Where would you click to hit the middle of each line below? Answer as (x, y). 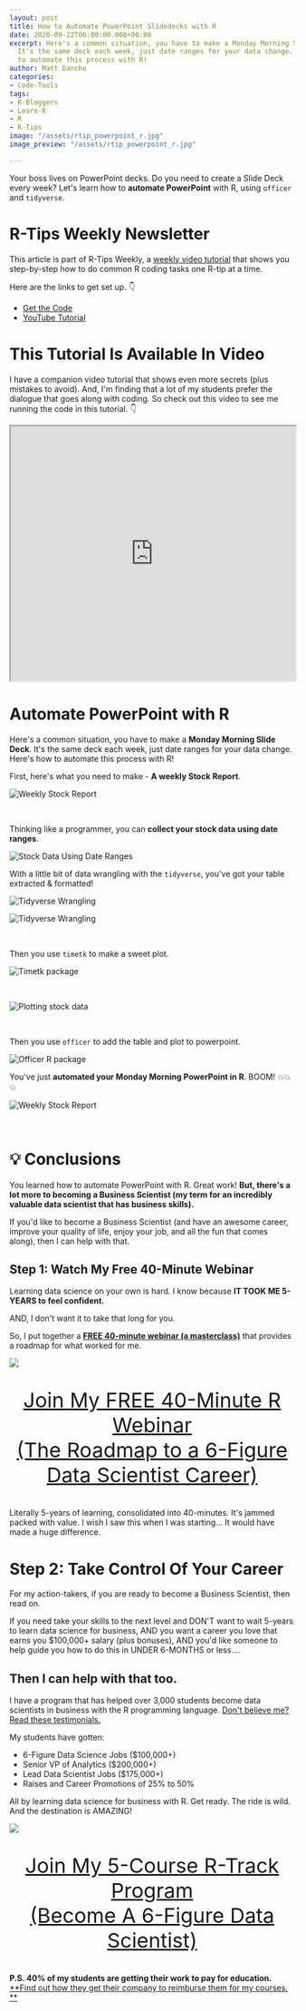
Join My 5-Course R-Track (152, 1865)
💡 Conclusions (65, 1159)
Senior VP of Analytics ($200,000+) (89, 1764)
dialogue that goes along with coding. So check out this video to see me (144, 398)
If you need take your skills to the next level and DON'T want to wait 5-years (152, 1621)
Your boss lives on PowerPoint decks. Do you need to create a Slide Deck (146, 178)
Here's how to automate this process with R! (92, 758)
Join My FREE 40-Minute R (152, 1400)
